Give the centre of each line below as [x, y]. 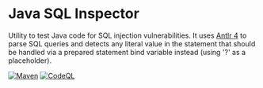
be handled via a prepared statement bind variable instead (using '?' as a [127, 52]
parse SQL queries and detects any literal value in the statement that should [132, 43]
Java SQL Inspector [74, 14]
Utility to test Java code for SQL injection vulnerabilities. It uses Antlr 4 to [128, 35]
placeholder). [30, 60]
